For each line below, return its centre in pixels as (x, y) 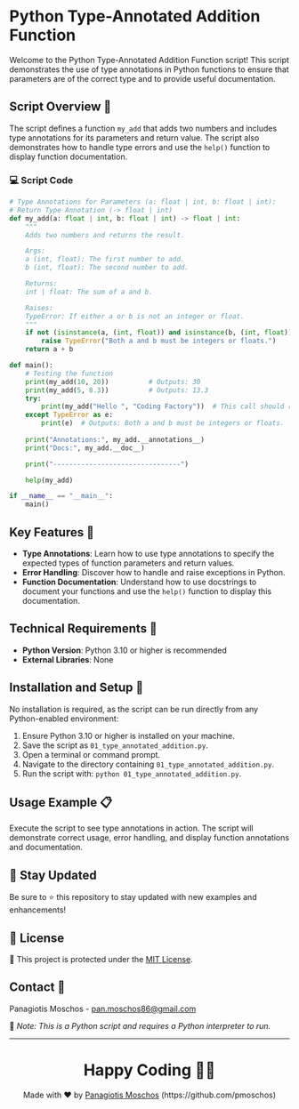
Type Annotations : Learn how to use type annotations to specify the (148, 553)
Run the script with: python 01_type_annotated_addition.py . (132, 773)
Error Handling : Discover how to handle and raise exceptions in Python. (154, 572)
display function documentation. (69, 157)
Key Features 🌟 (52, 532)
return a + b (49, 350)
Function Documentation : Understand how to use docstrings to (139, 582)
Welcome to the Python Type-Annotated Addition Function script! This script (149, 60)
